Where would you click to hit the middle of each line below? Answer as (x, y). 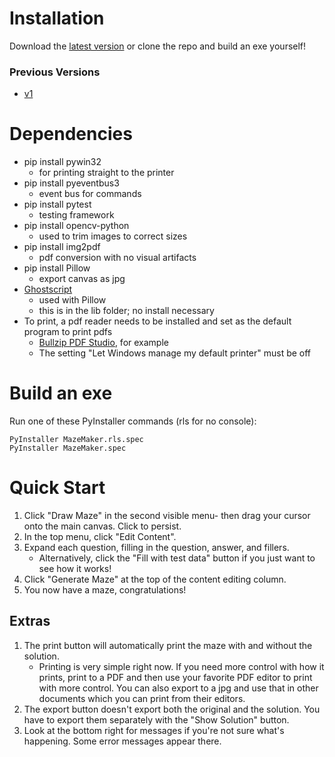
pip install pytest (57, 204)
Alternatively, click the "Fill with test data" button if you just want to (177, 558)
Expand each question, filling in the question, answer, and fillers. (156, 548)
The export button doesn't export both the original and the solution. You (172, 709)
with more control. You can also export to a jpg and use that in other (178, 688)
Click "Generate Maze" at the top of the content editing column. (155, 579)
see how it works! (75, 569)
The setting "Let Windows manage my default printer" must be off (175, 353)
